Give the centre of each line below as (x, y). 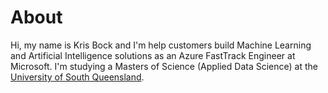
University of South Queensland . (77, 77)
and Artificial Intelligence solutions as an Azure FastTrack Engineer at (153, 55)
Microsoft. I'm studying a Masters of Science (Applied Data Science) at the (164, 66)
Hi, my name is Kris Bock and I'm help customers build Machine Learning (161, 45)
